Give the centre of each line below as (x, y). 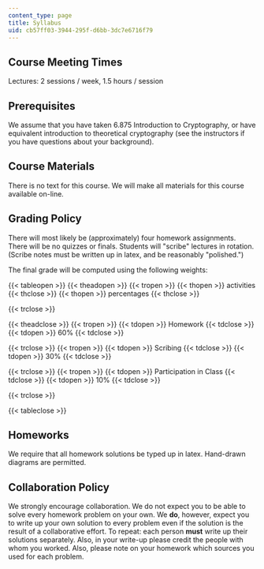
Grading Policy (45, 219)
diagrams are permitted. (47, 462)
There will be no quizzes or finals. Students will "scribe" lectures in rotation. (131, 246)
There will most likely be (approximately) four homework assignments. (122, 238)
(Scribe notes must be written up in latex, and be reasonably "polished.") (126, 254)
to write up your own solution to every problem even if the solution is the (126, 523)
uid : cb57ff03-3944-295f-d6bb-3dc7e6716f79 (81, 30)
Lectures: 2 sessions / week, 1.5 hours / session (86, 81)
